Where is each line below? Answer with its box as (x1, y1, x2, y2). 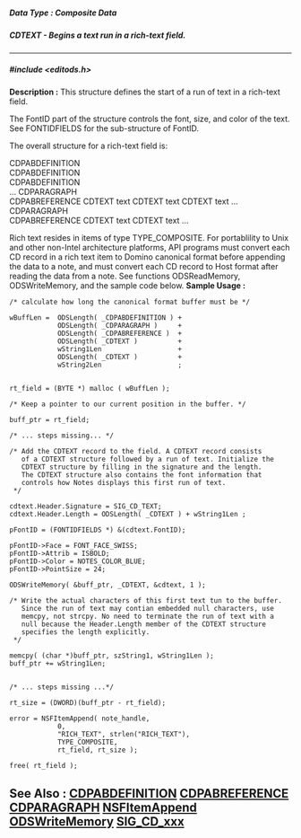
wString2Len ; (56, 360, 182, 370)
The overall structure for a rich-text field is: (9, 140, 168, 152)
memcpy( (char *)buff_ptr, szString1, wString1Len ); (9, 651, 215, 660)
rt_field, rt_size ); (56, 745, 139, 754)
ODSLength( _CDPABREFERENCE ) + (56, 329, 182, 339)
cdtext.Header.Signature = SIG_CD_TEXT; (9, 502, 163, 511)
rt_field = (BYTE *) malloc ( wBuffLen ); (9, 384, 170, 393)
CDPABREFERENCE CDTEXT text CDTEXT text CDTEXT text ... (9, 196, 238, 207)
